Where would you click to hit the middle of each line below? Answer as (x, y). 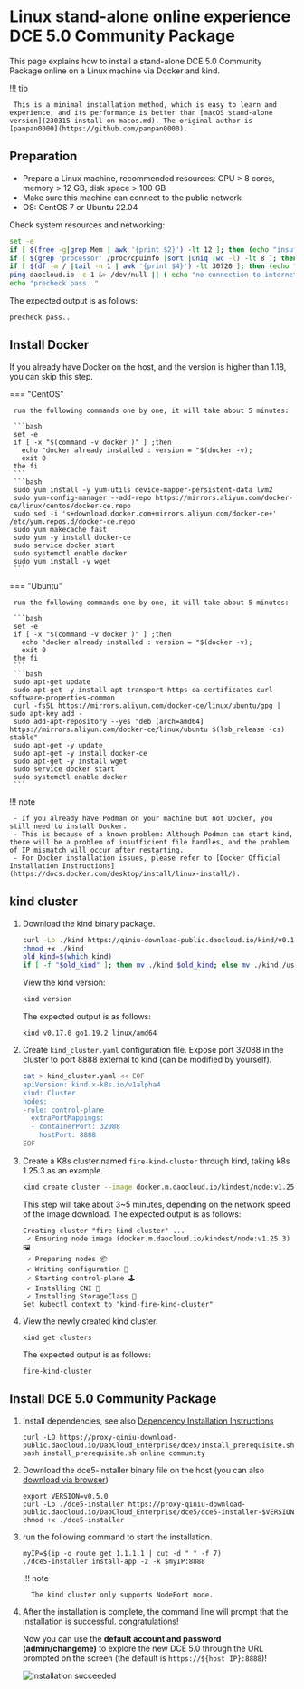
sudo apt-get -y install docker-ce (80, 753)
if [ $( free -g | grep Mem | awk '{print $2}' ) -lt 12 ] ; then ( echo (139, 250)
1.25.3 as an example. (63, 1170)
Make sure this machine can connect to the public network (132, 198)
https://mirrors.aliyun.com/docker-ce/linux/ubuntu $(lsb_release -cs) (147, 729)
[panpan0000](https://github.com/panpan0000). (99, 129)
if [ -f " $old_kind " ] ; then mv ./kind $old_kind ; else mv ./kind (150, 965)
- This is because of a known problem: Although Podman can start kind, (153, 834)
